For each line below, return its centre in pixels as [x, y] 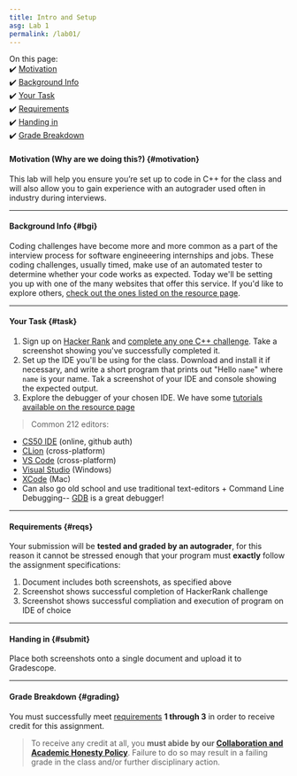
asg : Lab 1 [29, 26]
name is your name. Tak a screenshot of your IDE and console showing [149, 378]
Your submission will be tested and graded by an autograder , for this [136, 547]
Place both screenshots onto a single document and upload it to [126, 659]
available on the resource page [78, 407]
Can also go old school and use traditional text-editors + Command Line [153, 488]
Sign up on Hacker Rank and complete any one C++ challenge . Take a [149, 341]
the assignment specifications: [65, 565]
